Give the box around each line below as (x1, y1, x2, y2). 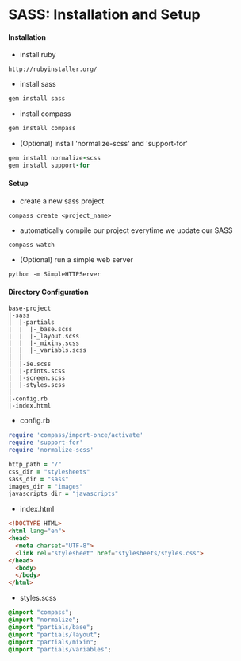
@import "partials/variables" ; (8, 645, 112, 653)
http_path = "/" (8, 460, 62, 468)
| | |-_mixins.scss (8, 339, 80, 347)
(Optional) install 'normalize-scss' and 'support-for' (19, 139, 188, 149)
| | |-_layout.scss (8, 332, 80, 341)
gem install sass (8, 95, 66, 102)
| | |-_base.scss (8, 326, 73, 334)
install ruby (19, 50, 56, 60)
